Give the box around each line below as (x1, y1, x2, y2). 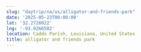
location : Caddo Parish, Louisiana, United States (6, 31, 136, 37)
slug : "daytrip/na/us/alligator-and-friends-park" (6, 8, 136, 15)
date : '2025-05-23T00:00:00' (6, 14, 79, 20)
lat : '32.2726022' (6, 20, 52, 26)
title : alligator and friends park (6, 36, 95, 42)
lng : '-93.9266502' (6, 25, 55, 32)
